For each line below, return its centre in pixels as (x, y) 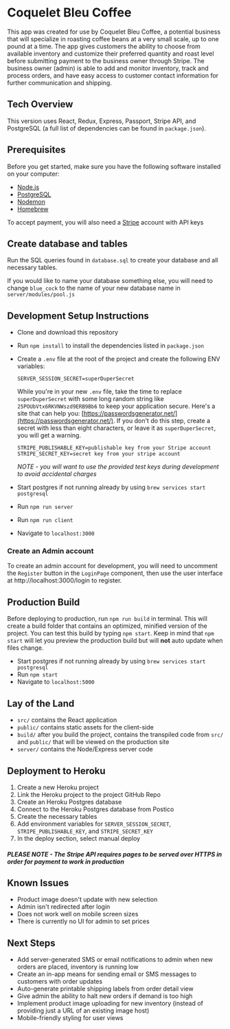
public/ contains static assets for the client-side (85, 727)
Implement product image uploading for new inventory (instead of (110, 1004)
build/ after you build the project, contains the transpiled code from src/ (120, 735)
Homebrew (33, 209)
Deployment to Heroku (56, 771)
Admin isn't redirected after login (64, 907)
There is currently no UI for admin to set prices (83, 921)
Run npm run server (45, 507)
